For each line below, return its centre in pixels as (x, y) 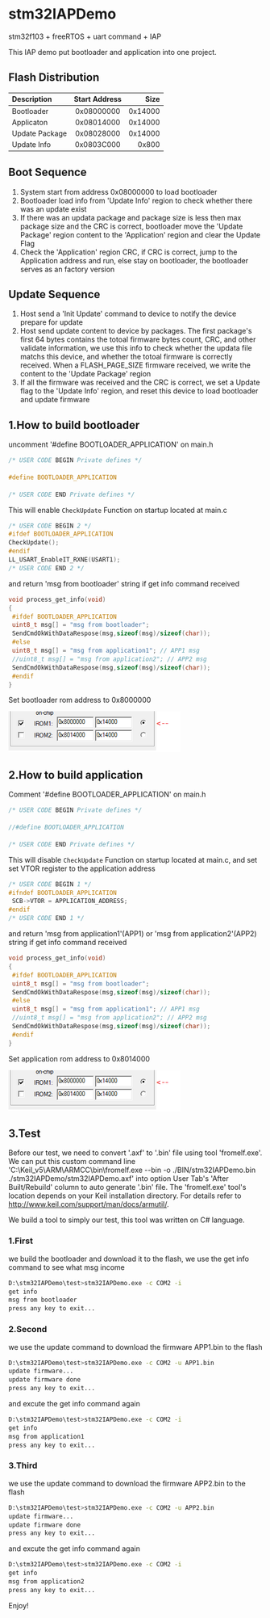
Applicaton (30, 122)
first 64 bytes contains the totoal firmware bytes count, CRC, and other (138, 339)
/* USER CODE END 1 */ (46, 918)
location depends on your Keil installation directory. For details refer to (125, 1196)
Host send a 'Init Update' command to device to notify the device (128, 314)
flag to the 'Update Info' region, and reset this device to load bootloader (139, 391)
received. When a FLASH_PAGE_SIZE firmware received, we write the (135, 365)
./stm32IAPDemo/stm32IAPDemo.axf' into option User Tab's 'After (118, 1179)
